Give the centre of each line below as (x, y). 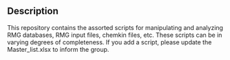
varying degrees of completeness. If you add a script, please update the (109, 42)
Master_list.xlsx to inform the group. (58, 49)
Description (33, 11)
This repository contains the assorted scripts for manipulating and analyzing (115, 27)
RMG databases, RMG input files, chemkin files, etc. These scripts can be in (115, 35)
